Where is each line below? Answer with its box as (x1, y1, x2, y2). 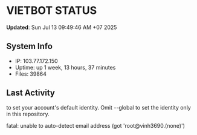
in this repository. (6, 110, 50, 117)
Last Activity (6, 88, 56, 98)
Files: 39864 (15, 70, 47, 77)
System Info (6, 41, 53, 51)
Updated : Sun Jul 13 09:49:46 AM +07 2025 (6, 24, 117, 31)
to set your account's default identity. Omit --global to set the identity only (6, 104, 192, 111)
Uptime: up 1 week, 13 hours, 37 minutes (15, 64, 116, 71)
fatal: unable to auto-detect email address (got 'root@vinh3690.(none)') (6, 122, 186, 129)
